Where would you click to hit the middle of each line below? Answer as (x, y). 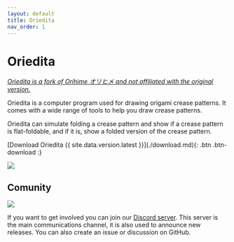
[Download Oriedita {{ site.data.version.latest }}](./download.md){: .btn (109, 145)
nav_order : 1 (26, 27)
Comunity (29, 187)
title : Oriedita (31, 20)
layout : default (31, 14)
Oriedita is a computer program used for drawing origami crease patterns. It (117, 103)
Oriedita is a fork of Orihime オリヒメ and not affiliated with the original (110, 82)
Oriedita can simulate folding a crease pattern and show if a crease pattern (116, 124)
